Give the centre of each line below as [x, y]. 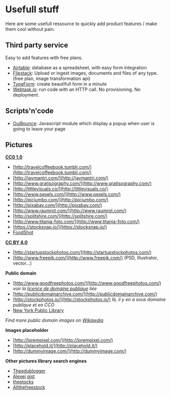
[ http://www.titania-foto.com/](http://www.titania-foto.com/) [76, 222]
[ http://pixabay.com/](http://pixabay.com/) [57, 205]
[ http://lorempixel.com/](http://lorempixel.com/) [63, 340]
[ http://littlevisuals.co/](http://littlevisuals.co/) [60, 189]
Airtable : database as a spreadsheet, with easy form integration [80, 67]
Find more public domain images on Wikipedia [55, 320]
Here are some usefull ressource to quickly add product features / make [81, 24]
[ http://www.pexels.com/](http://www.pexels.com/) [67, 194]
